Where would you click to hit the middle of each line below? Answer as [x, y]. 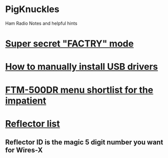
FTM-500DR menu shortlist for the [79, 90]
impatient [26, 101]
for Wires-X [24, 150]
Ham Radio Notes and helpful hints [41, 23]
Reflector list [33, 123]
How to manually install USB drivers [81, 67]
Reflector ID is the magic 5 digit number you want [84, 142]
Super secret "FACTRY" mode [69, 44]
